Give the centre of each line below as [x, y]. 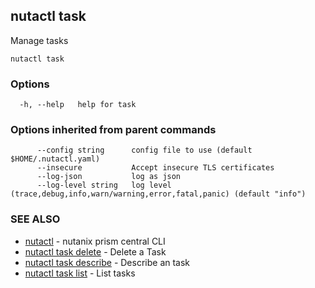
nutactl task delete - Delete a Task [95, 251]
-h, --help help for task [78, 105]
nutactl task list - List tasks [80, 273]
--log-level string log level [104, 185]
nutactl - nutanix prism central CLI [95, 241]
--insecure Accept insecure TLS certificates [155, 168]
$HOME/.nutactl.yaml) [55, 159]
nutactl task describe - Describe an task [107, 262]
